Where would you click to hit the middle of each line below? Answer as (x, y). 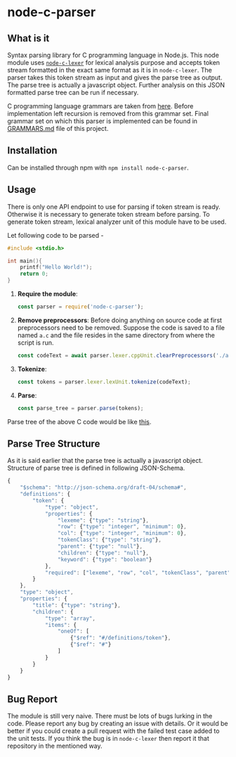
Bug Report (33, 699)
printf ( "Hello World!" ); (56, 267)
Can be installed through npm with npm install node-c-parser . (98, 167)
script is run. (35, 343)
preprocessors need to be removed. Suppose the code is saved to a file (121, 327)
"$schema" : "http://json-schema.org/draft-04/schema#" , (104, 488)
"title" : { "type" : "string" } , (77, 605)
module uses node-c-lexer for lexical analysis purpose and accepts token (113, 63)
